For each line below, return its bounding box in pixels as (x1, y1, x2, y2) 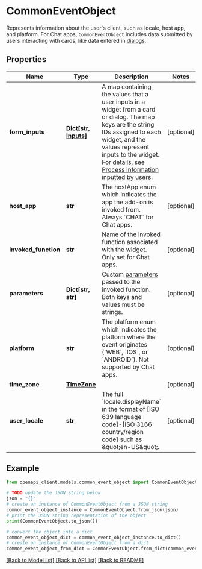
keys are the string (102, 120, 155, 128)
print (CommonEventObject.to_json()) (6, 518, 98, 524)
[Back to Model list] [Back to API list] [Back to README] (6, 556, 144, 564)
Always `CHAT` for (102, 213, 155, 221)
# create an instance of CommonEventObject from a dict (6, 540, 149, 546)
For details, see (102, 158, 145, 166)
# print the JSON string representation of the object (6, 512, 147, 518)
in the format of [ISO (102, 405, 159, 413)
